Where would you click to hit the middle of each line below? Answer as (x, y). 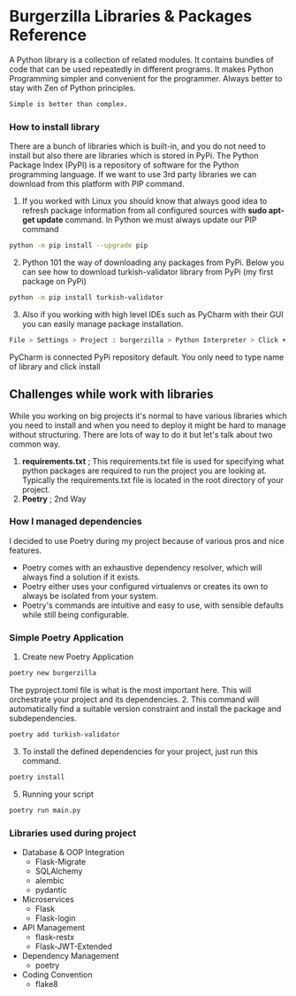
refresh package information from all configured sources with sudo (144, 211)
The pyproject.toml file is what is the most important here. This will (130, 690)
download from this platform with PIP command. (97, 184)
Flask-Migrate (61, 861)
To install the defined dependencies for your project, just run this (140, 751)
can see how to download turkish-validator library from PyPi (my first (148, 271)
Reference (48, 35)
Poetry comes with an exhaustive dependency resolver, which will (142, 567)
